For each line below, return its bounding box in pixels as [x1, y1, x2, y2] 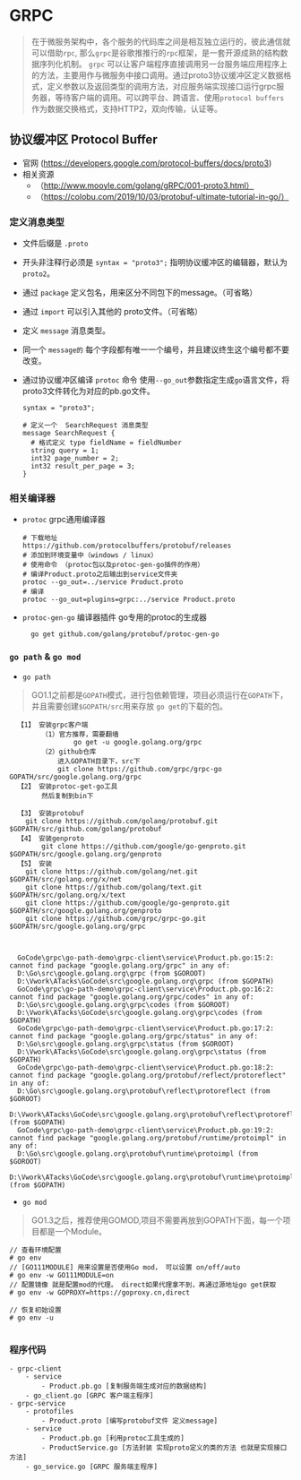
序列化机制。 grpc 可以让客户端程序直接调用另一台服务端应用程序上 [39, 58, 288, 69]
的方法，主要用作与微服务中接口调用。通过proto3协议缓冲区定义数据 [30, 69, 284, 81]
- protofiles [25, 1407, 74, 1415]
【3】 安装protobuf [17, 808, 85, 818]
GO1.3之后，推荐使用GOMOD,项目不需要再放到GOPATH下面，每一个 [30, 1215, 283, 1226]
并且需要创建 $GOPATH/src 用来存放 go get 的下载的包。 [30, 701, 228, 711]
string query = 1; [30, 446, 99, 455]
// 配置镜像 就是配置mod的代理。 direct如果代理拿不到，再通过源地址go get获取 [9, 1280, 277, 1289]
